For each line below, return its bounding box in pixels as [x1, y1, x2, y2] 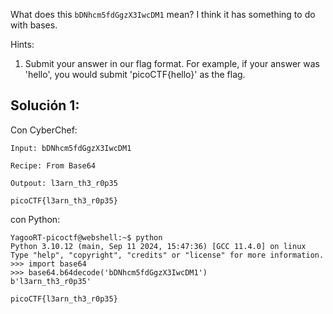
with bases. [10, 19, 58, 31]
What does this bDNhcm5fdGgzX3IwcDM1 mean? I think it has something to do [10, 9, 316, 20]
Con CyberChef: [10, 124, 78, 136]
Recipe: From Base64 [10, 160, 97, 171]
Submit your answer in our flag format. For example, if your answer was [24, 58, 320, 69]
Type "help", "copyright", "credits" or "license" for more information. [10, 250, 325, 260]
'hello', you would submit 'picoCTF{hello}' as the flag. [24, 69, 246, 80]
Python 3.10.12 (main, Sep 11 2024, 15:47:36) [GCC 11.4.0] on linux [10, 241, 307, 251]
